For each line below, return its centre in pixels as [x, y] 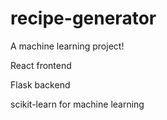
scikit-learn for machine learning [77, 104]
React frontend [41, 65]
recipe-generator [83, 18]
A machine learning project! [67, 46]
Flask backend [40, 84]
